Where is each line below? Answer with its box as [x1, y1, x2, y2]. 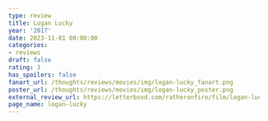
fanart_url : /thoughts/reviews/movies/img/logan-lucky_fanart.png [8, 78, 234, 86]
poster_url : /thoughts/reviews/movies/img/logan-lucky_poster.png [8, 85, 234, 94]
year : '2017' [8, 26, 52, 34]
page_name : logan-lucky [8, 100, 88, 108]
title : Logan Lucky [8, 19, 73, 27]
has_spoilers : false [8, 71, 77, 79]
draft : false [8, 57, 52, 64]
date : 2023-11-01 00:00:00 [8, 33, 98, 42]
